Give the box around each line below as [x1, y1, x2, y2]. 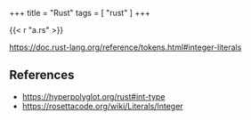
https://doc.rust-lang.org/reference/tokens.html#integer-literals [9, 42, 242, 52]
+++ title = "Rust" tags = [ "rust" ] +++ [9, 8, 151, 18]
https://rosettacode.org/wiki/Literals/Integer [21, 100, 184, 111]
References [9, 68, 75, 83]
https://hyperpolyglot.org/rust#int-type [21, 91, 166, 101]
